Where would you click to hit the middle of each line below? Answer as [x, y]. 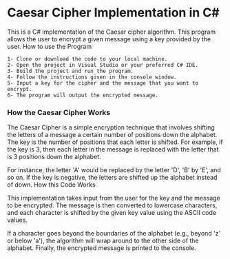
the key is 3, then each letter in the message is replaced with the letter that [113, 149]
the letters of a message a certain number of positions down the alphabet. [112, 135]
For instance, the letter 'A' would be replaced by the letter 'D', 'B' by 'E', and [114, 170]
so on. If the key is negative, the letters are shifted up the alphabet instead [112, 178]
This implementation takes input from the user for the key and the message [114, 198]
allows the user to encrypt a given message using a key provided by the [109, 39]
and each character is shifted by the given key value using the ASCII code [112, 213]
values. [17, 220]
